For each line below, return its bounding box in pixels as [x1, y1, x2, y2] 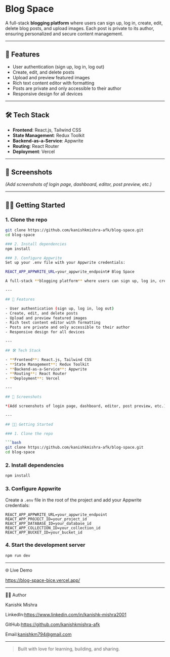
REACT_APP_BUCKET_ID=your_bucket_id [5, 529, 82, 535]
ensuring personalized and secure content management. [5, 30, 123, 37]
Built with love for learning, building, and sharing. [17, 646, 120, 652]
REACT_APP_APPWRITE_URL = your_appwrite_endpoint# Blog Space [5, 269, 135, 274]
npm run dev [5, 553, 30, 558]
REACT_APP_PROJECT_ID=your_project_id [5, 516, 87, 521]
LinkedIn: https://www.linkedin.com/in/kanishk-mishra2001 [5, 611, 126, 617]
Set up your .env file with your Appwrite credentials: [5, 260, 125, 265]
